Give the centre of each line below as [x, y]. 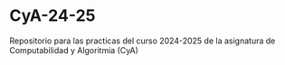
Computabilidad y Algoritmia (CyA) [74, 50]
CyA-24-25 [52, 16]
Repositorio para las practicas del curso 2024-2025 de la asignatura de [142, 41]
